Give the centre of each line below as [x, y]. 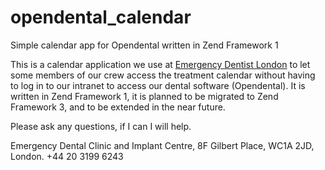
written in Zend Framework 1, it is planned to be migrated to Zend [144, 96]
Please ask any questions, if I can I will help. [101, 126]
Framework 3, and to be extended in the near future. [118, 107]
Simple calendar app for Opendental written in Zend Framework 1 [144, 45]
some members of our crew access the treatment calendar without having [163, 75]
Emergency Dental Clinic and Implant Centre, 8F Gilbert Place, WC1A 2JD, [162, 145]
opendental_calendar [101, 17]
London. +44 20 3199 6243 [67, 156]
